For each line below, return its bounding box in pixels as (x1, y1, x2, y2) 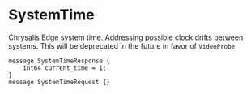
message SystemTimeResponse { (8, 57, 111, 65)
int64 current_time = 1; (23, 63, 107, 72)
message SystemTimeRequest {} (8, 78, 111, 86)
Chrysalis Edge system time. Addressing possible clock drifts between (8, 32, 244, 42)
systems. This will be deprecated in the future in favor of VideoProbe (8, 41, 236, 50)
